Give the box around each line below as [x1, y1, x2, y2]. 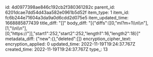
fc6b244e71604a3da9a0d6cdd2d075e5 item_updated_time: [5, 15, 129, 20]
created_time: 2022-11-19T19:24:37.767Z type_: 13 [5, 47, 108, 52]
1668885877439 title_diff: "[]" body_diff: [5, 20, 88, 26]
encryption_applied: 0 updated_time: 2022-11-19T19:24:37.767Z [5, 41, 136, 47]
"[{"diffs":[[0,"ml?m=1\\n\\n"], [88, 20, 149, 26]
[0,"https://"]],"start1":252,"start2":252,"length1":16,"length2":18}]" [5, 31, 141, 36]
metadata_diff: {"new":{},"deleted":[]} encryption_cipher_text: [5, 36, 132, 42]
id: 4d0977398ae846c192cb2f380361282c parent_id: [5, 4, 116, 10]
